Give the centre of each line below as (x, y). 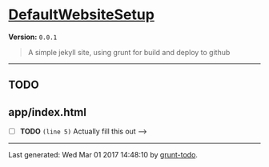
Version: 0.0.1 (33, 37)
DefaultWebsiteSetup (81, 15)
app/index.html (47, 112)
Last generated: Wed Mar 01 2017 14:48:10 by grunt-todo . (103, 155)
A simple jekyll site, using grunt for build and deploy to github (129, 52)
